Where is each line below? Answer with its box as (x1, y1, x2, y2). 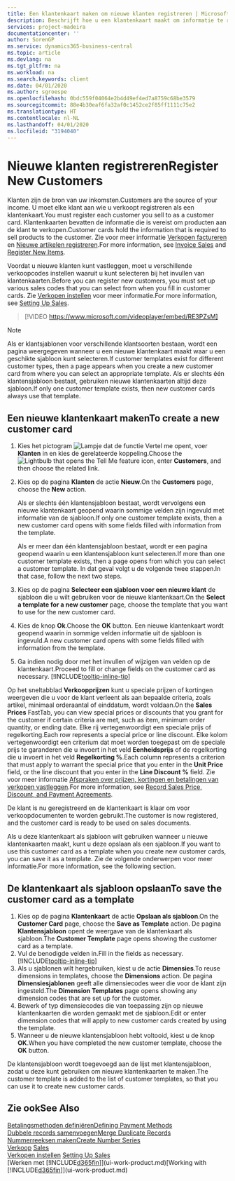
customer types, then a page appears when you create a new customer (7, 362, 213, 370)
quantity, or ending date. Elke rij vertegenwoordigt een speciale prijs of (7, 723, 212, 731)
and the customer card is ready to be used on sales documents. (7, 818, 191, 828)
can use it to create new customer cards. (7, 1081, 126, 1091)
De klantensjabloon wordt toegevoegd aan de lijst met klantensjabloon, (7, 1060, 211, 1068)
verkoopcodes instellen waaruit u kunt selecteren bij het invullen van (7, 269, 205, 278)
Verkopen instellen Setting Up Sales (7, 1151, 111, 1159)
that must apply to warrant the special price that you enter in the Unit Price (7, 760, 224, 769)
